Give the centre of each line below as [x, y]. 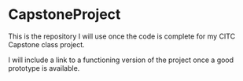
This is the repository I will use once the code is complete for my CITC [122, 36]
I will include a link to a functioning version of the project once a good [121, 60]
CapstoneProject [64, 15]
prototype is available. [44, 68]
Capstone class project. [46, 44]
